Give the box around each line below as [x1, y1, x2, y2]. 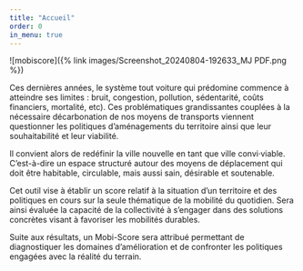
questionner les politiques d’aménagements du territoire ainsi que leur [9, 121, 272, 132]
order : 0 [9, 22, 43, 31]
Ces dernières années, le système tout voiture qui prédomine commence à [9, 83, 289, 94]
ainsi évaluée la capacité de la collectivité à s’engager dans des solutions [9, 205, 284, 216]
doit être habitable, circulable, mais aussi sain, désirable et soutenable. [9, 167, 275, 178]
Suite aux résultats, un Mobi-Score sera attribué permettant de [9, 232, 245, 243]
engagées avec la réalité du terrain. [9, 251, 142, 262]
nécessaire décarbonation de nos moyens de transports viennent [9, 111, 255, 123]
